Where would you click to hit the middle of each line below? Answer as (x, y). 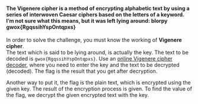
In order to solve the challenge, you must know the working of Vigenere (94, 40)
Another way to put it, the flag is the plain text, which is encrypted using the (98, 83)
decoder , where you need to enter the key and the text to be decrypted (93, 65)
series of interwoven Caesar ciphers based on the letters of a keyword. (95, 14)
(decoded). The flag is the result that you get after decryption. (82, 71)
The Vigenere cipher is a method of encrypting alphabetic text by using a (98, 8)
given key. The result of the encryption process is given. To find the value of (99, 89)
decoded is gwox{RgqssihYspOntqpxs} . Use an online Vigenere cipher (90, 59)
